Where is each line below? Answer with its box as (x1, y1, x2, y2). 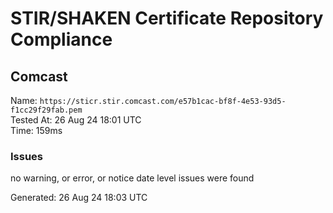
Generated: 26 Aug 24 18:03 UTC (10, 192, 148, 204)
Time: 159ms (10, 125, 63, 136)
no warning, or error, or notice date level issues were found (10, 172, 255, 184)
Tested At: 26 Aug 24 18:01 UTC (10, 114, 142, 126)
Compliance (10, 28, 113, 51)
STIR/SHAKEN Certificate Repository (10, 7, 324, 30)
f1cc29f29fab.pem (10, 105, 83, 115)
